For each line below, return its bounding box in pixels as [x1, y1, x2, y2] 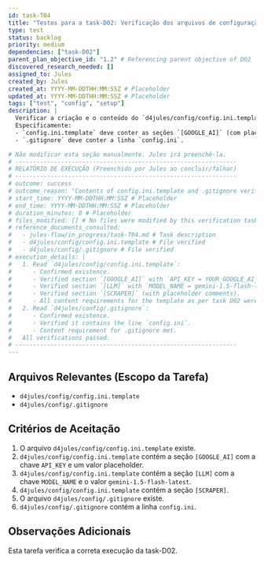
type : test [8, 26, 44, 34]
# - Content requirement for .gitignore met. [8, 326, 178, 334]
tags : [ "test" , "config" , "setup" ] [8, 99, 125, 107]
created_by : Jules [8, 77, 68, 85]
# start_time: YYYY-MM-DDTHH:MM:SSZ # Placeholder [8, 194, 178, 202]
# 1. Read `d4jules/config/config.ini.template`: [8, 260, 181, 268]
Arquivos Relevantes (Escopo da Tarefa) [8, 370, 210, 383]
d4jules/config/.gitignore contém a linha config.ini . [19, 501, 196, 511]
